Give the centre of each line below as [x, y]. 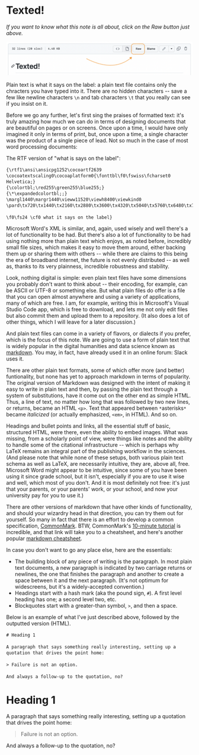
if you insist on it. [27, 103]
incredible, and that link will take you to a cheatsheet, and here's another [95, 532]
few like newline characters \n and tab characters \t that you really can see [98, 97]
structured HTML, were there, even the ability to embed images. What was [97, 432]
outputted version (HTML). [38, 623]
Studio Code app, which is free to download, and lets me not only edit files [97, 309]
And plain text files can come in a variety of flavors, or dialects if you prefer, [99, 333]
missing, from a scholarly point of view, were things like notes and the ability [99, 438]
